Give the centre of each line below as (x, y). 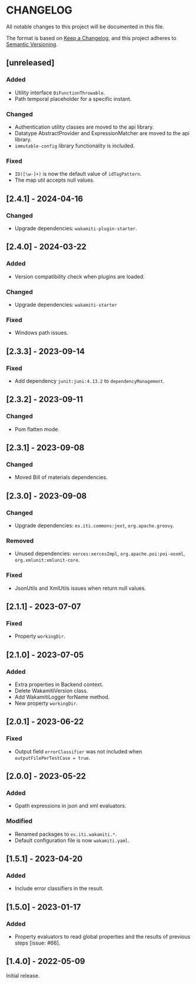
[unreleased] (30, 63)
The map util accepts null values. (54, 180)
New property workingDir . (46, 703)
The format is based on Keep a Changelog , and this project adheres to (91, 38)
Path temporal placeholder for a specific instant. (73, 99)
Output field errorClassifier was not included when (78, 751)
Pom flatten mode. (37, 429)
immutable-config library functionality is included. (75, 146)
